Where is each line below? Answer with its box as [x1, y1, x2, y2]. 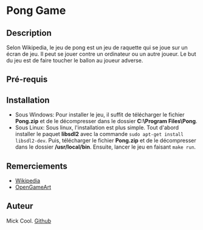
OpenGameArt [15, 183, 52, 191]
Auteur [6, 201, 33, 211]
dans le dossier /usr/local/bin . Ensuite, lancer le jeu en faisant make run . [15, 143, 196, 151]
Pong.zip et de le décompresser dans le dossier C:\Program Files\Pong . [15, 118, 198, 125]
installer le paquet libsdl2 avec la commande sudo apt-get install [15, 130, 184, 138]
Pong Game [6, 4, 66, 18]
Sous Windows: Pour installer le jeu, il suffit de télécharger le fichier [15, 111, 185, 118]
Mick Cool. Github [6, 217, 52, 225]
